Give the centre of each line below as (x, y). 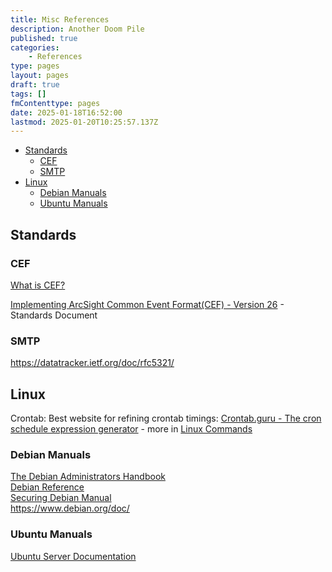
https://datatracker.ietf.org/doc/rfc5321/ (92, 363)
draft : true (35, 85)
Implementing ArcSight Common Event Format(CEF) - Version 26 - (147, 304)
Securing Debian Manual (61, 498)
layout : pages (40, 76)
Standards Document (54, 315)
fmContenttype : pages (55, 103)
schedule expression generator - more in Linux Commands (131, 429)
